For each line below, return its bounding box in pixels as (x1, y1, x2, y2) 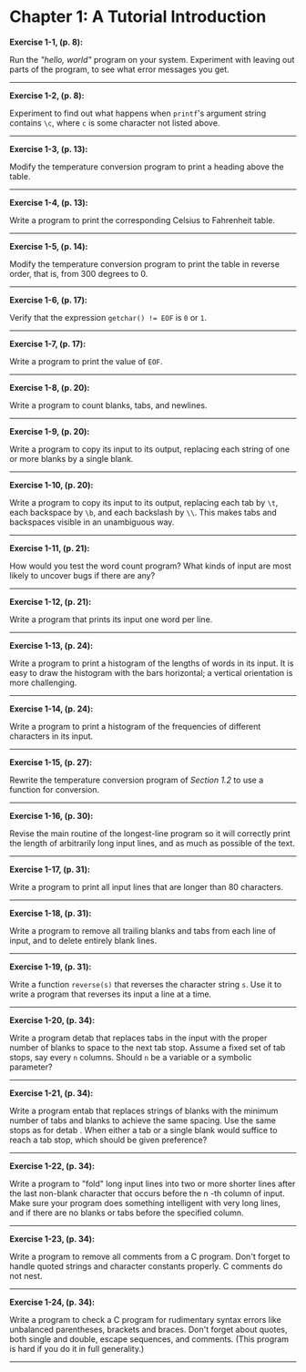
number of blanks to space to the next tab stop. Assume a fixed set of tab (9, 1041, 286, 1053)
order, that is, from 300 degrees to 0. (9, 268, 148, 279)
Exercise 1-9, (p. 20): (9, 425, 90, 436)
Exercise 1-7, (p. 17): (9, 338, 87, 349)
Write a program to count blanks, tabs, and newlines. (9, 399, 208, 411)
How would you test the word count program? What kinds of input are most (9, 560, 291, 571)
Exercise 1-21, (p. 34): (9, 1087, 94, 1099)
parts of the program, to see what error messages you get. (9, 64, 229, 75)
